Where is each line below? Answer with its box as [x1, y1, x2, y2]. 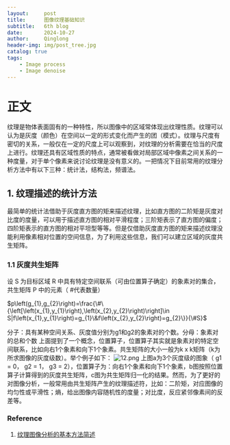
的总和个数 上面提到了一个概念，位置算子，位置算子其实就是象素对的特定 [7, 336, 213, 344]
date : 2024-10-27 [7, 29, 75, 36]
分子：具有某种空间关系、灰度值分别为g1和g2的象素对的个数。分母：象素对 [7, 328, 219, 336]
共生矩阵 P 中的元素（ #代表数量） [7, 285, 104, 294]
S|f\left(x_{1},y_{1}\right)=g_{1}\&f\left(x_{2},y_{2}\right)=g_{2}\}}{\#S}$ [7, 314, 207, 322]
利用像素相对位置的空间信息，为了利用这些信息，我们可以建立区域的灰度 [12, 233, 217, 241]
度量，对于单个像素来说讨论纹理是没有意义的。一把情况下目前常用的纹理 [12, 157, 217, 165]
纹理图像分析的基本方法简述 [16, 430, 96, 438]
